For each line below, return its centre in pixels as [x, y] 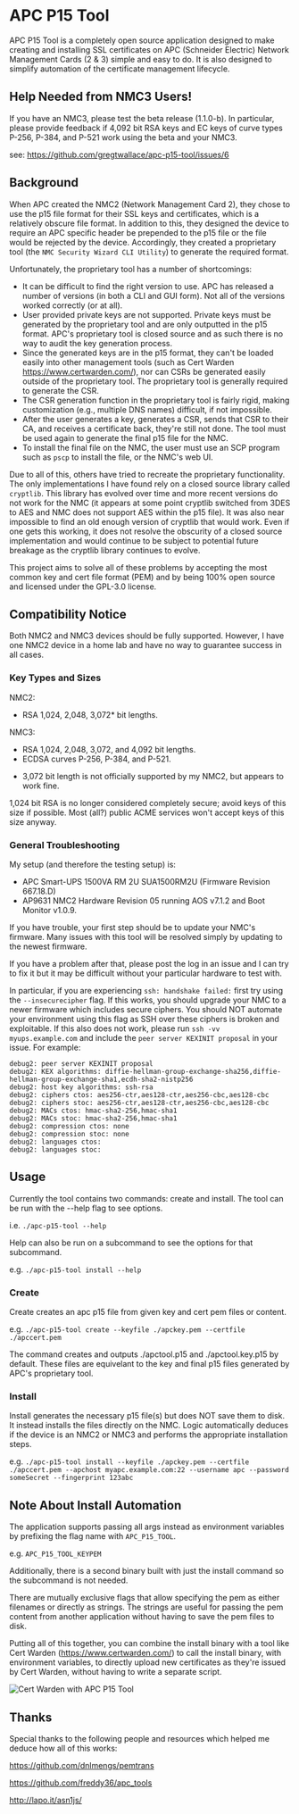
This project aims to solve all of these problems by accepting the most [138, 567]
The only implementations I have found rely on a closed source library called [150, 484]
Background [44, 183]
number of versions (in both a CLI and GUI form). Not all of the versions [154, 295]
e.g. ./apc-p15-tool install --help [75, 1269]
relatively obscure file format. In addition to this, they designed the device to [149, 223]
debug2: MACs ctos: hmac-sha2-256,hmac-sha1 [93, 1111]
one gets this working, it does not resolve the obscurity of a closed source [146, 531]
